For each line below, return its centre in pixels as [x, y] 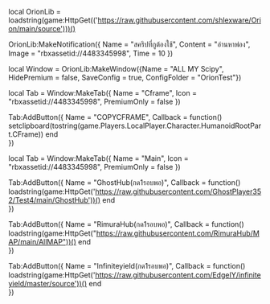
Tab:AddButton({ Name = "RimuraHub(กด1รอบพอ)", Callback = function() [127, 224]
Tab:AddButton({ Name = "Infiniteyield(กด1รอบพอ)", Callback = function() [127, 266]
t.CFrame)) [26, 134]
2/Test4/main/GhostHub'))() [55, 200]
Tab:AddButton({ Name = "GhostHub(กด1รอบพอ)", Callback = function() [125, 183]
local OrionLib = [35, 12]
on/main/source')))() [42, 29]
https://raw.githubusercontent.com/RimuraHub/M [178, 233]
